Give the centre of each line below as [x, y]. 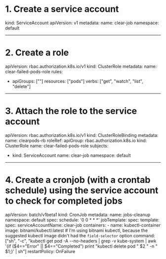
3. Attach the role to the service [71, 111]
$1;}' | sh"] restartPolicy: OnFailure [40, 251]
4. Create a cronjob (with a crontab [78, 180]
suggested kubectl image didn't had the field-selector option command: [80, 235]
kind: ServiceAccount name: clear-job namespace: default [71, 155]
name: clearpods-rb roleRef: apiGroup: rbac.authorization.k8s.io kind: [76, 140]
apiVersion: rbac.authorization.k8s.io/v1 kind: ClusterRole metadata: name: [81, 66]
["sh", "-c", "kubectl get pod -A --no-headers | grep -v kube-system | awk [81, 241]
